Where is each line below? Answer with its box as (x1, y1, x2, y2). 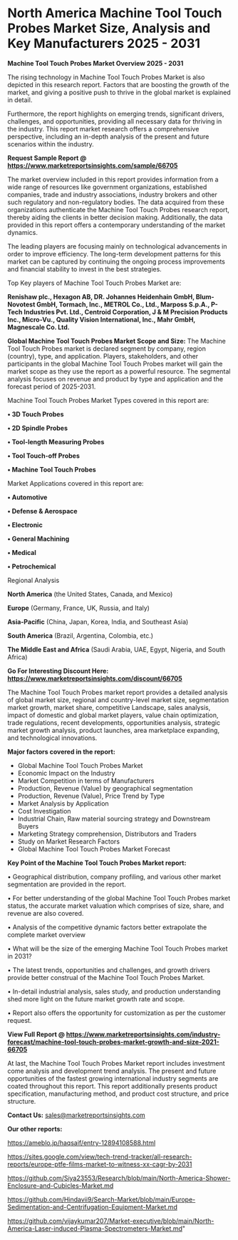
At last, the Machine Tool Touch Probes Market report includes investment (7, 1059, 225, 1067)
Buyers (17, 821, 39, 830)
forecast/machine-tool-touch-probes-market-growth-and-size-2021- (7, 1037, 219, 1046)
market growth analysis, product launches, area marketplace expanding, (7, 726, 219, 734)
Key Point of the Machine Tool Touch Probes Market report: (7, 859, 187, 867)
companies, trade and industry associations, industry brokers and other (7, 190, 217, 199)
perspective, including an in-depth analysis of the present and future (7, 132, 209, 141)
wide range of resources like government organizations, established (7, 182, 207, 191)
